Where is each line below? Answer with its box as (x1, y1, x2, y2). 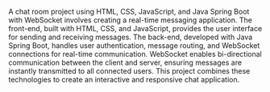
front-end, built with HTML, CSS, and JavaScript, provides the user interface (8, 24, 263, 33)
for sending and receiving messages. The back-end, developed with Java (8, 32, 253, 42)
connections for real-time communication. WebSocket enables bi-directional (8, 50, 262, 58)
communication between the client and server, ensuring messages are (8, 58, 243, 67)
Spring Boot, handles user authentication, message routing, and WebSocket (8, 41, 260, 50)
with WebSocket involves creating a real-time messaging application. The (8, 15, 252, 25)
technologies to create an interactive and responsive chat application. (8, 75, 240, 84)
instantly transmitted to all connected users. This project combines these (8, 66, 251, 75)
